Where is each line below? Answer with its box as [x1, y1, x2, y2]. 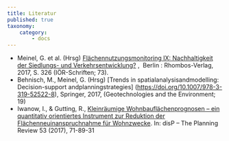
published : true [7, 16, 53, 23]
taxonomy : [7, 22, 36, 29]
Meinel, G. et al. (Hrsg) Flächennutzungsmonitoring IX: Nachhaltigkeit [16, 54, 214, 62]
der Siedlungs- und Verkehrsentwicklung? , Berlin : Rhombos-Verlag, [16, 61, 214, 69]
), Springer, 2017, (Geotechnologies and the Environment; [54, 90, 216, 99]
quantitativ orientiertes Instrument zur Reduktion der [16, 112, 166, 120]
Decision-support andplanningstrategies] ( [16, 83, 138, 91]
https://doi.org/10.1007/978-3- [136, 83, 223, 91]
